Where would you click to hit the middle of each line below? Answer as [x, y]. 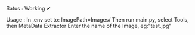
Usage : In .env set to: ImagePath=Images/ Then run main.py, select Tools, [97, 20]
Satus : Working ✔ [29, 8]
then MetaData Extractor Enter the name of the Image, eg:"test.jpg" [89, 26]
